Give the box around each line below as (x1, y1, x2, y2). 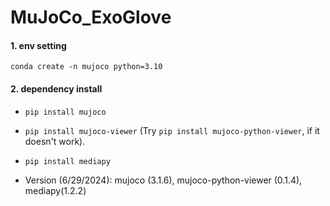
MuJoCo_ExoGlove (10, 6, 172, 29)
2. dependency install (10, 82, 103, 95)
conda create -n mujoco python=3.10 (10, 62, 163, 72)
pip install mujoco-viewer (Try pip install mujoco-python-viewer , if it (24, 124, 320, 136)
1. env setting (10, 39, 67, 51)
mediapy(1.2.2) (24, 184, 87, 196)
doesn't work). (24, 135, 86, 147)
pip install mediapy (24, 156, 111, 166)
